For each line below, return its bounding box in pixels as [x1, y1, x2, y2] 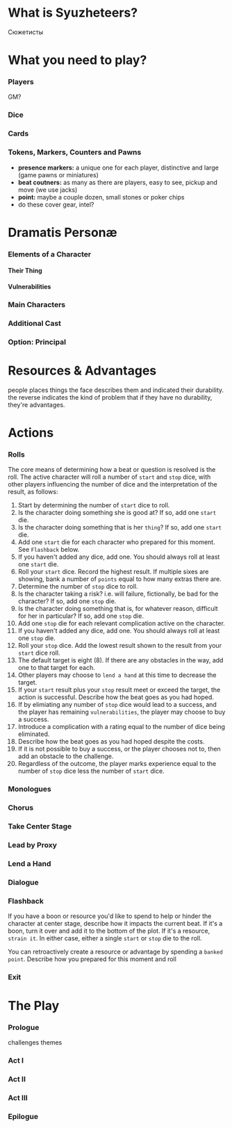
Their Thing [8, 266, 42, 275]
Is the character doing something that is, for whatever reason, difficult [17, 605, 218, 613]
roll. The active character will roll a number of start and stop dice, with [8, 473, 211, 481]
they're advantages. [8, 400, 65, 409]
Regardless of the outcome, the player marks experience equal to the [17, 760, 217, 768]
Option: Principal [8, 337, 67, 347]
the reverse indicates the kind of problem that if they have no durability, [8, 393, 213, 401]
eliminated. [17, 730, 50, 738]
